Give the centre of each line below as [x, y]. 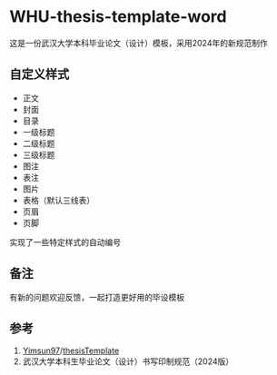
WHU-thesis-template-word [118, 17]
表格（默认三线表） [59, 200]
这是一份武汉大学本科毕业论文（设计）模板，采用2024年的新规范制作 [138, 43]
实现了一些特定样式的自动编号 [65, 242]
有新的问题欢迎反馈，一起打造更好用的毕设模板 [97, 297]
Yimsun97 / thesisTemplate [71, 350]
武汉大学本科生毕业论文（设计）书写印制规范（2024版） [128, 361]
